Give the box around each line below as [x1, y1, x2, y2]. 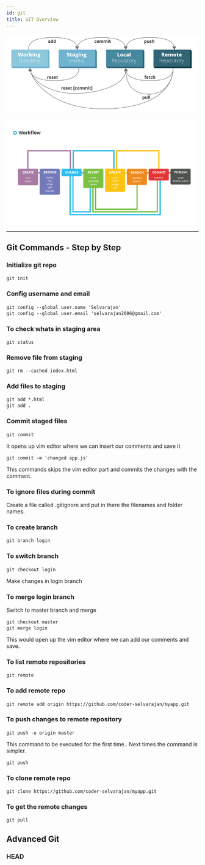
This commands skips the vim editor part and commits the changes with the [6, 466, 197, 473]
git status [6, 339, 34, 345]
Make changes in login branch [6, 577, 82, 584]
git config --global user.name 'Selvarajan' [6, 304, 121, 310]
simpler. [6, 747, 26, 754]
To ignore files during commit [6, 487, 96, 496]
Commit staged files [6, 417, 68, 425]
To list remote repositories [6, 658, 86, 666]
